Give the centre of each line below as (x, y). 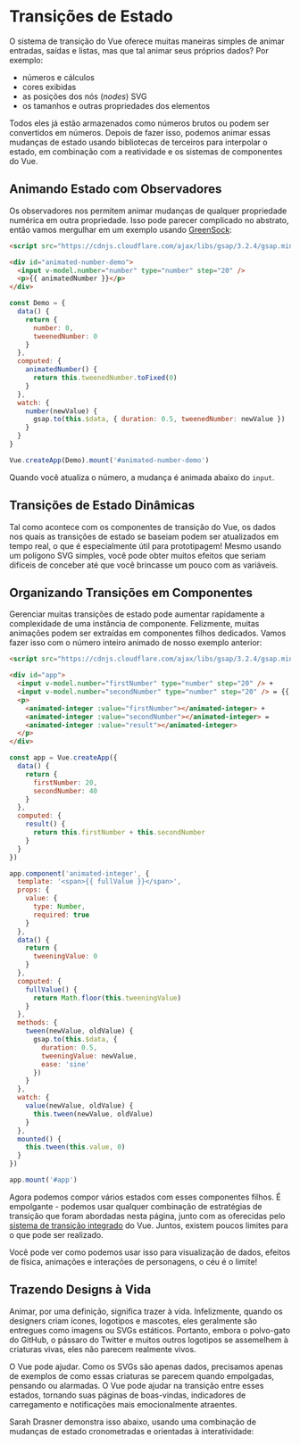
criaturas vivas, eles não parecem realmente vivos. (103, 1349)
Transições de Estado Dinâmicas (102, 506)
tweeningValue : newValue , (90, 1056)
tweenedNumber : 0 (65, 336)
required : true (61, 915)
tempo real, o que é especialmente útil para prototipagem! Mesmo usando (146, 545)
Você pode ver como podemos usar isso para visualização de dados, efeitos (150, 1252)
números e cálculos (58, 77)
